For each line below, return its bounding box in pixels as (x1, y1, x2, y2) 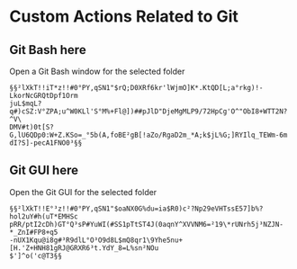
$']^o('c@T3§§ (9, 251, 63, 260)
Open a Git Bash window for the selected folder (9, 66, 185, 76)
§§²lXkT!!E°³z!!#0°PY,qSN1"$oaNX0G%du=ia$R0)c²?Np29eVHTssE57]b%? (9, 204, 264, 213)
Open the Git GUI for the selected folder (9, 186, 157, 197)
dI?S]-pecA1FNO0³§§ (9, 139, 83, 148)
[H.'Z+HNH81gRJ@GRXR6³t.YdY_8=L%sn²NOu (9, 243, 159, 253)
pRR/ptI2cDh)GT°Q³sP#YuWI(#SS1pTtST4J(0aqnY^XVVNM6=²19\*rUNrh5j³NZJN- (9, 220, 283, 229)
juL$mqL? (9, 99, 42, 108)
